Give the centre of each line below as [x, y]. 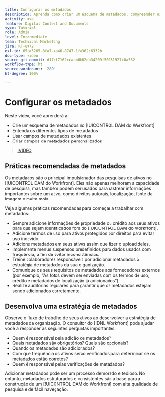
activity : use [20, 19]
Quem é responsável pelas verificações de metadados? [69, 364]
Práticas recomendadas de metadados [66, 166]
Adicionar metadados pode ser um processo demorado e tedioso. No [75, 373]
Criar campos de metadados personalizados [57, 141]
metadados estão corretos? [40, 359]
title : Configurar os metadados [38, 10]
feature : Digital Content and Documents [47, 23]
